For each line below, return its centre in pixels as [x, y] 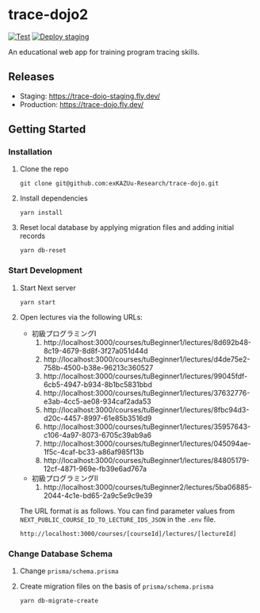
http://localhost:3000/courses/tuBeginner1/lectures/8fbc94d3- [146, 409]
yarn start [38, 302]
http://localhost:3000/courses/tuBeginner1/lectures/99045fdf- [145, 376]
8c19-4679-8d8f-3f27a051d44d [96, 351]
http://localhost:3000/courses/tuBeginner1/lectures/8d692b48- [147, 342]
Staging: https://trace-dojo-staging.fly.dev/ [90, 96]
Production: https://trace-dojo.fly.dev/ [82, 104]
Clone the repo [44, 169]
